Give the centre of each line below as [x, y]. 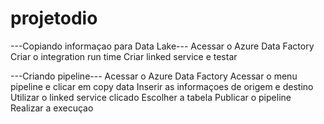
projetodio [54, 18]
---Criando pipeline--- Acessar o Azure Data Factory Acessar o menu [154, 76]
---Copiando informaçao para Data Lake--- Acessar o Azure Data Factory [162, 46]
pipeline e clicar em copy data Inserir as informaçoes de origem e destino [162, 86]
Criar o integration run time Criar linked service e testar [124, 56]
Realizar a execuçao [52, 108]
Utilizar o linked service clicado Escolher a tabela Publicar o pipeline [151, 97]
